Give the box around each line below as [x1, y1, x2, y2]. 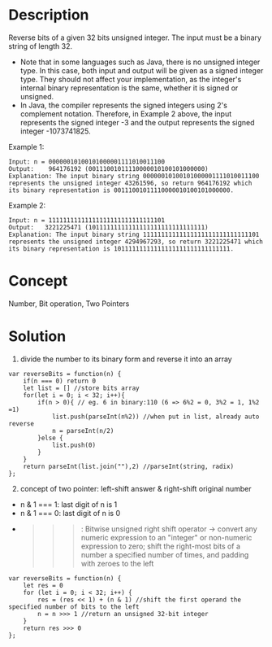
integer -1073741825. [19, 126, 91, 136]
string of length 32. [8, 41, 73, 50]
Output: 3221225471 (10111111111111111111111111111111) [8, 223, 209, 231]
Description [8, 6, 89, 24]
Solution [8, 327, 67, 346]
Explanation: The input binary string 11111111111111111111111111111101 [8, 230, 260, 238]
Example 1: [8, 142, 45, 151]
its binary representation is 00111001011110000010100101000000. [8, 186, 234, 195]
